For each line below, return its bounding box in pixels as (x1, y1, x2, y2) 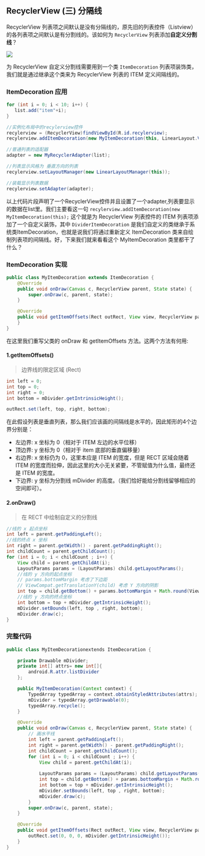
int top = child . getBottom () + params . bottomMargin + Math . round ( (17, 588, 190, 595)
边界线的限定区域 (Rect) (21, 366, 81, 373)
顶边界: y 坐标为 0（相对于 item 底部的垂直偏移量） (15, 446, 143, 454)
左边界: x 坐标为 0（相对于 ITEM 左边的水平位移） (15, 439, 140, 446)
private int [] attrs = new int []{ (17, 663, 103, 669)
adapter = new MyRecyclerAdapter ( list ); (6, 152, 111, 158)
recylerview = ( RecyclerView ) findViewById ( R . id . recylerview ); (6, 130, 168, 136)
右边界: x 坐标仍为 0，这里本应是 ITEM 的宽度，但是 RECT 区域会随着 (15, 454, 189, 461)
